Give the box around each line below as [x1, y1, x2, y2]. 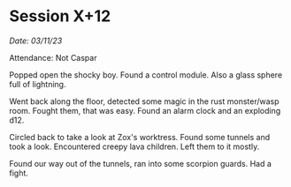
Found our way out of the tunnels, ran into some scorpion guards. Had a [9, 158, 272, 168]
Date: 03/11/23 [9, 35, 63, 46]
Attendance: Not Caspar [9, 52, 97, 63]
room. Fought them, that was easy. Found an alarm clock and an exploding [9, 105, 281, 116]
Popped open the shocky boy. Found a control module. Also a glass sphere [9, 69, 283, 80]
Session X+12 [9, 6, 111, 26]
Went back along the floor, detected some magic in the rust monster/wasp [9, 95, 280, 107]
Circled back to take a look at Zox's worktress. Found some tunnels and [9, 131, 271, 142]
